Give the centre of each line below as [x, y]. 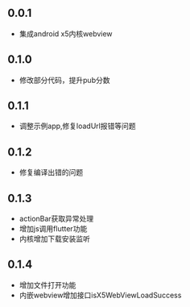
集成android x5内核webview [66, 33]
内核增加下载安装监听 [54, 239]
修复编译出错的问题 [51, 172]
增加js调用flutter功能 [53, 229]
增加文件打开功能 [47, 284]
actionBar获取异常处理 [56, 219]
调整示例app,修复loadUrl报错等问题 [77, 126]
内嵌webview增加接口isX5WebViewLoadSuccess [100, 295]
